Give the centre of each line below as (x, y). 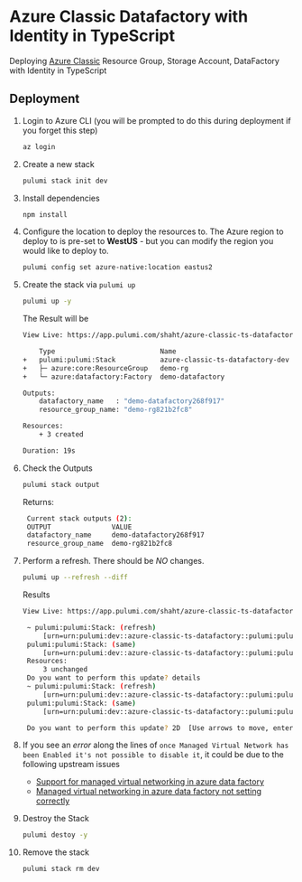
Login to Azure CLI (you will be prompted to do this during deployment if (156, 120)
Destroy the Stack (56, 819)
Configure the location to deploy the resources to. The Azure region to (153, 231)
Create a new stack (58, 164)
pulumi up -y (47, 301)
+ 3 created (61, 435)
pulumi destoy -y (55, 835)
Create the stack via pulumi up (79, 285)
